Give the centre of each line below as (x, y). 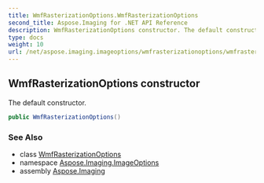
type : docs (26, 37)
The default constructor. (47, 102)
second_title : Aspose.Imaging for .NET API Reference (98, 23)
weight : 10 (26, 45)
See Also (26, 137)
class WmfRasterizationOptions (70, 154)
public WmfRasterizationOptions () (65, 117)
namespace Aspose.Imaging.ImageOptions (89, 163)
